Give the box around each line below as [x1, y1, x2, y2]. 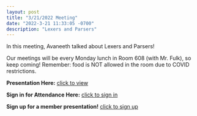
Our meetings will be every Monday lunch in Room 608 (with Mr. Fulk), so [6, 54, 191, 62]
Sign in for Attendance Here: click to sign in [6, 91, 118, 98]
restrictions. [6, 68, 37, 75]
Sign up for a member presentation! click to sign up [6, 103, 139, 111]
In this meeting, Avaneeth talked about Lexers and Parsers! [6, 43, 155, 50]
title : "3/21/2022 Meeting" [6, 15, 78, 21]
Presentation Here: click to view [6, 79, 89, 87]
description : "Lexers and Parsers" [6, 26, 97, 32]
